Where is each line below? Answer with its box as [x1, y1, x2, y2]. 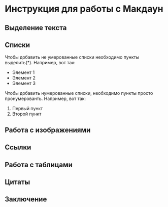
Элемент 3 [12, 80, 36, 87]
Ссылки [5, 143, 31, 152]
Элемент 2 [12, 75, 36, 81]
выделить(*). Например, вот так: [5, 60, 76, 66]
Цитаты [5, 177, 30, 186]
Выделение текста [5, 23, 67, 32]
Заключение [5, 195, 47, 204]
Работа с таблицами [5, 160, 73, 169]
